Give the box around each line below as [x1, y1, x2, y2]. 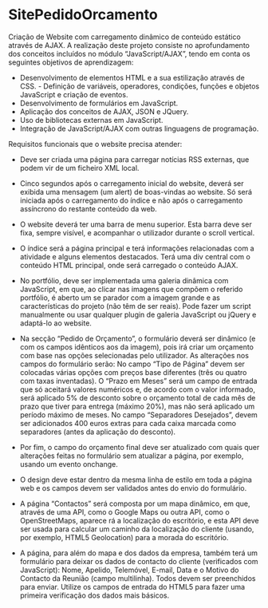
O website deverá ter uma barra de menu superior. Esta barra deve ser [19, 219, 253, 229]
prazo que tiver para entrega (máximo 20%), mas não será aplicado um [19, 401, 255, 411]
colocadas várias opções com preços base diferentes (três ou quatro [19, 367, 247, 377]
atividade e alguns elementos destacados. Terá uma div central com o [19, 251, 251, 261]
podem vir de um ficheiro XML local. [19, 163, 140, 172]
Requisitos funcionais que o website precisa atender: [8, 139, 183, 148]
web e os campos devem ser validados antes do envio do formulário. [19, 483, 247, 492]
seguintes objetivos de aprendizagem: [8, 57, 134, 67]
